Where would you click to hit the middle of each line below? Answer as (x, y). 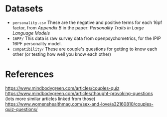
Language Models (31, 33)
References (29, 74)
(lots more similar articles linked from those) (50, 99)
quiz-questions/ (21, 109)
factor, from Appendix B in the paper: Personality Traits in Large (78, 27)
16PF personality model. (37, 43)
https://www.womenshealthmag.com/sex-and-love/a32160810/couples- (79, 104)
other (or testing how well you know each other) (62, 54)
